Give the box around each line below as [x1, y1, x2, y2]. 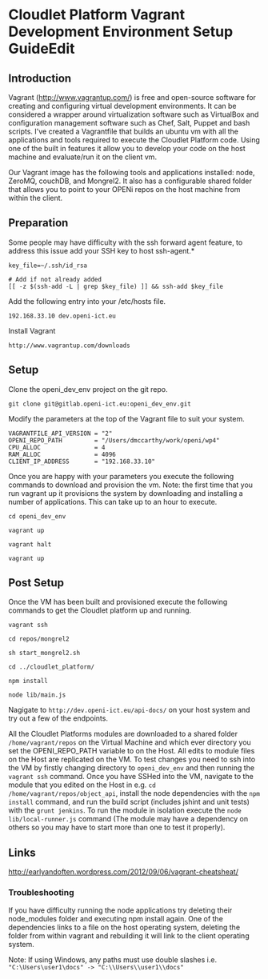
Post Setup [8, 576, 64, 589]
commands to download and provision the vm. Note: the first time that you [8, 480, 254, 489]
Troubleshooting [8, 887, 74, 898]
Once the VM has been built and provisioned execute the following [8, 597, 228, 607]
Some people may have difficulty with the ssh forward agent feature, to [8, 238, 243, 247]
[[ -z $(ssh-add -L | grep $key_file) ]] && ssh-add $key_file [8, 282, 224, 290]
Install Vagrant [8, 326, 56, 335]
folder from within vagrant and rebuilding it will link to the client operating [8, 930, 250, 941]
